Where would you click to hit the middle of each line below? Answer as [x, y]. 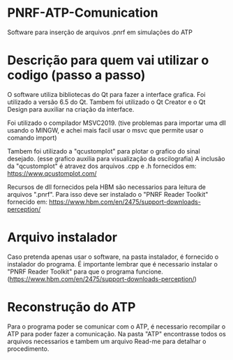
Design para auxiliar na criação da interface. [71, 109]
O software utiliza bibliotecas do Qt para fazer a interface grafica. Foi [106, 94]
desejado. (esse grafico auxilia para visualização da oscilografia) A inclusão [116, 158]
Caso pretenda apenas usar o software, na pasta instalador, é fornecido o [113, 257]
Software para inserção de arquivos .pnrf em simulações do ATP [100, 32]
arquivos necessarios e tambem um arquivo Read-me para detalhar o [107, 341]
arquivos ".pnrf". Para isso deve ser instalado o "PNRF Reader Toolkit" [108, 194]
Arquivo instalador [62, 238]
